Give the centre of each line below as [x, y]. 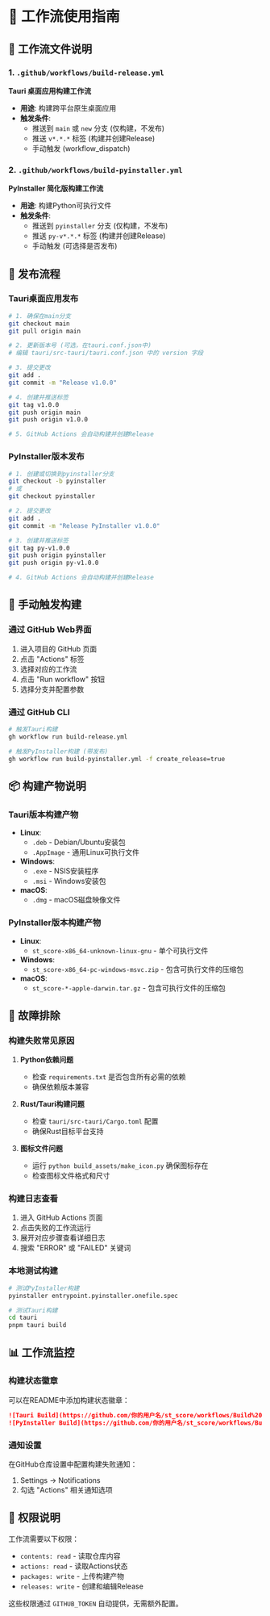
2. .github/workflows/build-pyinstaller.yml [96, 170]
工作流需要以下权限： [44, 1539]
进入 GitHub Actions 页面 [61, 1218]
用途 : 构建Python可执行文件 [66, 206]
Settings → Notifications [60, 1480]
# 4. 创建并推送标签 [39, 397]
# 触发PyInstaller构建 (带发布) [58, 751]
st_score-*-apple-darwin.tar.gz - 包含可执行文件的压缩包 [129, 988]
